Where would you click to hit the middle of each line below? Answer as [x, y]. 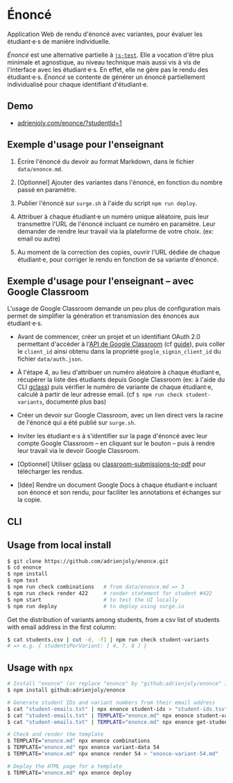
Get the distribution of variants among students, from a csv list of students [113, 619]
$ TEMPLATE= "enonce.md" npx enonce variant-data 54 [83, 748]
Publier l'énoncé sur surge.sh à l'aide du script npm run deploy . [107, 203]
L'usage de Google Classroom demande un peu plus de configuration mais [114, 309]
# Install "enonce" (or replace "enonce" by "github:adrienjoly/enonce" [114, 684]
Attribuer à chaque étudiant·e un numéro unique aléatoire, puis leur [113, 216]
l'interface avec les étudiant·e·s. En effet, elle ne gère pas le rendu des [108, 69]
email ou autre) [39, 239]
